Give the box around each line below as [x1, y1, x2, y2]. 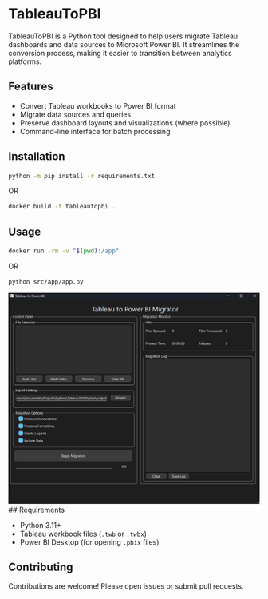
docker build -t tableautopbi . [8, 203, 116, 211]
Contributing [8, 561, 73, 574]
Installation [8, 149, 65, 164]
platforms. [8, 57, 42, 66]
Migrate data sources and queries [19, 109, 132, 119]
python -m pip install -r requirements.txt [8, 172, 156, 180]
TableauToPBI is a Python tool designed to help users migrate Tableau [8, 31, 238, 41]
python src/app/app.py [8, 278, 84, 286]
